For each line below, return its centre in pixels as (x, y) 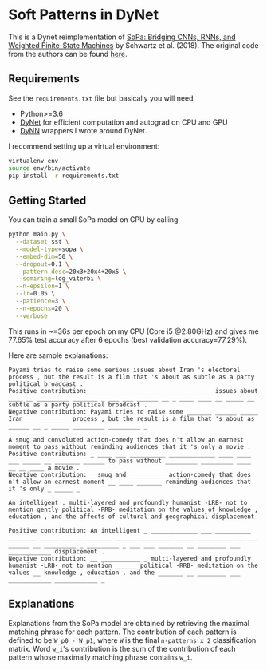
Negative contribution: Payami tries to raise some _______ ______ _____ (133, 412)
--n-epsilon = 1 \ (42, 286)
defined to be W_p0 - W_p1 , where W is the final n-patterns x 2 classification (132, 640)
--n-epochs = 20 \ (42, 308)
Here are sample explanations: (58, 355)
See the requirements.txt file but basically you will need (101, 98)
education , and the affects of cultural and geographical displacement (132, 517)
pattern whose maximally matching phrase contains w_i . (100, 657)
